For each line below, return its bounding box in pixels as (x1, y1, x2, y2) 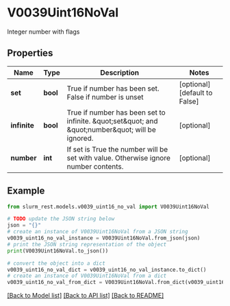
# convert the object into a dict (7, 259, 106, 267)
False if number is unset (66, 92, 144, 102)
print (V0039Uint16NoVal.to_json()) (7, 247, 109, 255)
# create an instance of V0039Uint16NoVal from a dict (7, 272, 167, 279)
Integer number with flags (7, 27, 80, 36)
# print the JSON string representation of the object (7, 241, 167, 248)
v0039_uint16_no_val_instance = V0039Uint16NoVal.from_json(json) (7, 235, 201, 242)
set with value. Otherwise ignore (66, 153, 171, 163)
